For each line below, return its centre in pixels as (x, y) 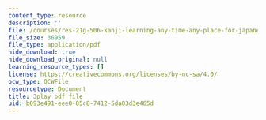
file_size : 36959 (37, 37)
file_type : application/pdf (55, 45)
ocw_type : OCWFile (38, 81)
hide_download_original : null (58, 60)
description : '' (35, 23)
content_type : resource (47, 15)
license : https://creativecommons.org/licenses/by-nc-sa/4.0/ (113, 74)
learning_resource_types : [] (56, 67)
